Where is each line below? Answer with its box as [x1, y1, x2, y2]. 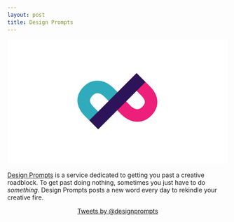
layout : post [7, 11, 46, 18]
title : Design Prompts [7, 18, 74, 26]
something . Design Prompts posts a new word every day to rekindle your [7, 186, 217, 194]
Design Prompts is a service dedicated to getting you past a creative [7, 171, 205, 179]
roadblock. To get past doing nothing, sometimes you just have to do [7, 178, 206, 186]
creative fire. [7, 193, 44, 202]
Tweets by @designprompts [76, 207, 159, 215]
